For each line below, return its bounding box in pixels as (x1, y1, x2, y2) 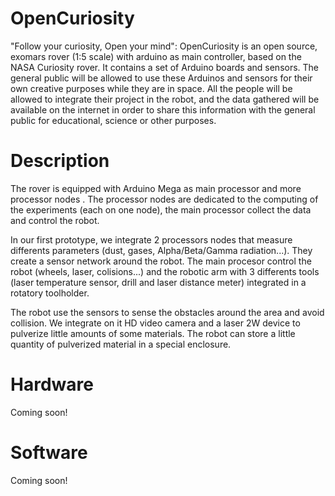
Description (10, 150, 110, 172)
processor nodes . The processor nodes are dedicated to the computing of (10, 193, 319, 205)
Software (10, 442, 88, 464)
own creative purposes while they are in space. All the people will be (10, 82, 293, 94)
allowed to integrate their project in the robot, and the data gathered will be (10, 93, 320, 105)
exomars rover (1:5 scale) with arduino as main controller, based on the (10, 50, 302, 62)
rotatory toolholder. (10, 287, 90, 299)
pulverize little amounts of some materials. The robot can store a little (10, 327, 296, 339)
